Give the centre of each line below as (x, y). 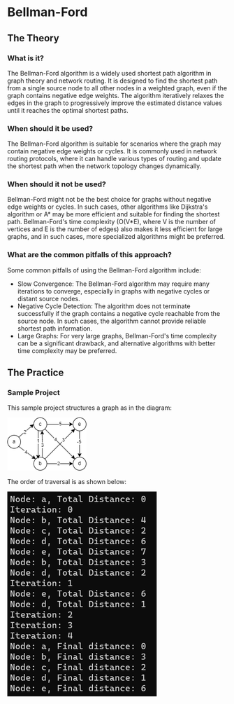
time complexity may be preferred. (67, 350)
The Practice (36, 373)
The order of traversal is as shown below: (67, 482)
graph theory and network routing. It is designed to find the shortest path (112, 81)
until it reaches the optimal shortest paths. (68, 110)
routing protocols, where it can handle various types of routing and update (114, 159)
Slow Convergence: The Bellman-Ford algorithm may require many (113, 284)
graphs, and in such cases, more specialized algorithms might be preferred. (116, 237)
